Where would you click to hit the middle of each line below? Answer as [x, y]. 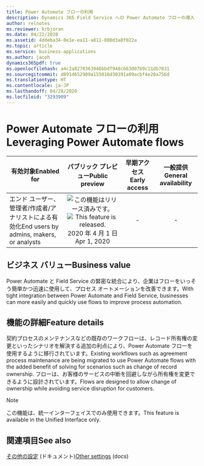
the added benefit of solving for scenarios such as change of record [92, 367]
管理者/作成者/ [30, 208]
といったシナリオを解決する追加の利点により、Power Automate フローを [102, 346]
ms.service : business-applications [51, 52]
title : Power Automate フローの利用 [50, 12]
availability [176, 183]
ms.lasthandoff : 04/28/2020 [42, 91]
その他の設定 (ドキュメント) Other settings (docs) [67, 456]
